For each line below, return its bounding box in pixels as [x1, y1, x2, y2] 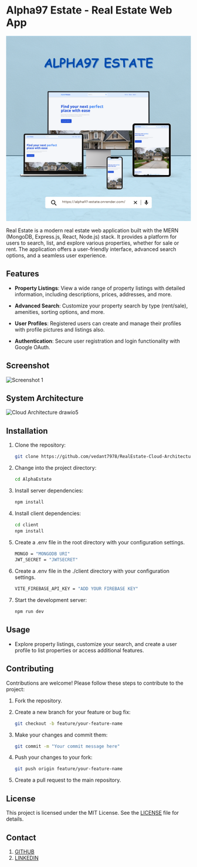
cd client [14, 521, 39, 528]
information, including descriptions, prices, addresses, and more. [14, 290, 172, 297]
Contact [6, 832, 36, 842]
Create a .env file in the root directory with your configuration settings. [14, 538, 185, 545]
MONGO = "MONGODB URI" [14, 551, 70, 557]
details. [6, 815, 24, 823]
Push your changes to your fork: [14, 754, 93, 761]
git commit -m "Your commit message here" [14, 743, 120, 749]
